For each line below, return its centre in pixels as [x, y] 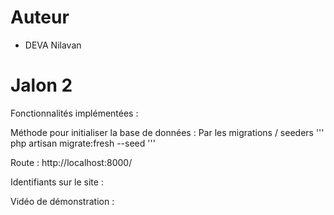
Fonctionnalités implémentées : [74, 113]
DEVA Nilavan [53, 45]
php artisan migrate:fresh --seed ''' [83, 143]
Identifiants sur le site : [57, 182]
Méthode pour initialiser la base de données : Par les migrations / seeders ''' [167, 132]
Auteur [40, 17]
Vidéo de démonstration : [62, 201]
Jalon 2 [41, 85]
